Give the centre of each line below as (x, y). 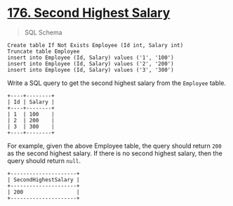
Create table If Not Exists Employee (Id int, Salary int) (95, 45)
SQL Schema (43, 32)
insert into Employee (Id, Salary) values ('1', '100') (91, 58)
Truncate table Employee (44, 51)
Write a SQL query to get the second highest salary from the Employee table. (117, 83)
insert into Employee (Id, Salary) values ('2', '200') (91, 64)
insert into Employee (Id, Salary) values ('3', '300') (91, 70)
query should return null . (44, 160)
